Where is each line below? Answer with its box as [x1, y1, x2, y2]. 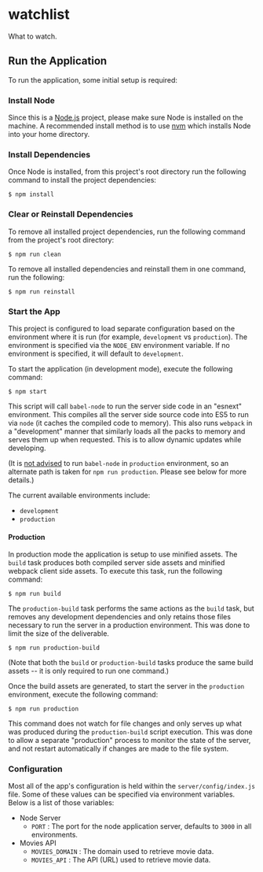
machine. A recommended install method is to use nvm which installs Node [8, 121, 251, 131]
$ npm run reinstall [8, 287, 76, 296]
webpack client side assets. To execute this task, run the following [8, 567, 222, 576]
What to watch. [8, 31, 57, 41]
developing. [8, 443, 46, 453]
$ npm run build [8, 590, 61, 598]
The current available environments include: [8, 490, 151, 500]
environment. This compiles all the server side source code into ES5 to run [8, 409, 249, 419]
